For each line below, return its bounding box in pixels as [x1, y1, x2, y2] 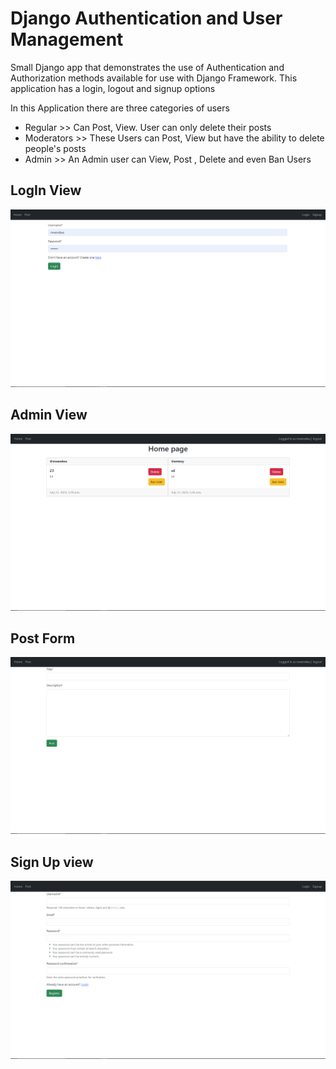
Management [10, 28, 124, 51]
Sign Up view [10, 853, 94, 871]
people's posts [24, 142, 87, 154]
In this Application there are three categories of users [10, 102, 230, 114]
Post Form [10, 630, 76, 647]
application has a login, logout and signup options [10, 82, 216, 94]
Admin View [10, 407, 88, 424]
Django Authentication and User [10, 7, 283, 30]
